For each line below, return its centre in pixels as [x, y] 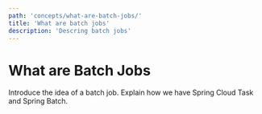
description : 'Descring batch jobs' [70, 31]
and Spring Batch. [38, 101]
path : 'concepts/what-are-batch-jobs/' [75, 16]
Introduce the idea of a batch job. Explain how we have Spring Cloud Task [131, 92]
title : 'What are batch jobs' [59, 23]
